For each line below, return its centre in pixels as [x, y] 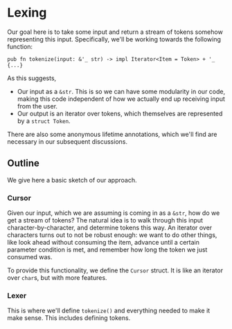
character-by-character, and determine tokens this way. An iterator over [110, 228]
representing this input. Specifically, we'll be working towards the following [114, 39]
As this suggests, [32, 78]
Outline [23, 163]
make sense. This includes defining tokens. [69, 318]
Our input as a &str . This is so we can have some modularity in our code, [121, 91]
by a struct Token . [44, 121]
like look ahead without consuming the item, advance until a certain [103, 243]
